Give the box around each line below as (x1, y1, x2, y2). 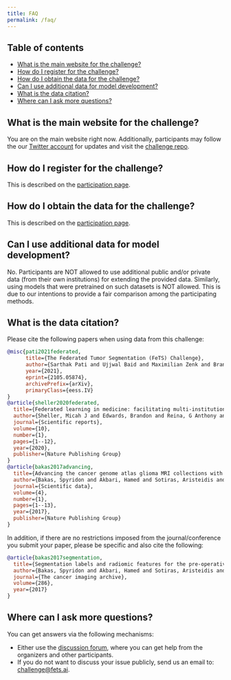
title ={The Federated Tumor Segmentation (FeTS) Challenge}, (25, 355, 205, 362)
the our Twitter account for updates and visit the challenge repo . (7, 142, 190, 151)
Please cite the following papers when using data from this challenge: (7, 335, 204, 343)
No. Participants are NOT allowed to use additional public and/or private (7, 268, 211, 276)
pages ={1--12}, (13, 438, 57, 445)
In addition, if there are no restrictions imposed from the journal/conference (7, 533, 221, 542)
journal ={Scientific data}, (13, 482, 94, 489)
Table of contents (7, 42, 84, 54)
